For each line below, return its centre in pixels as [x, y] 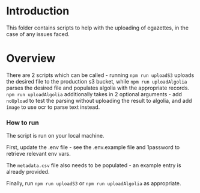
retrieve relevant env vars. [38, 154]
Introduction [38, 11]
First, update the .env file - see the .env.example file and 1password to [93, 147]
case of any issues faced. [38, 34]
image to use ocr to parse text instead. [53, 107]
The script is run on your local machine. [55, 136]
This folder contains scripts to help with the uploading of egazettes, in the [98, 28]
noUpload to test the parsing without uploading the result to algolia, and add [99, 100]
